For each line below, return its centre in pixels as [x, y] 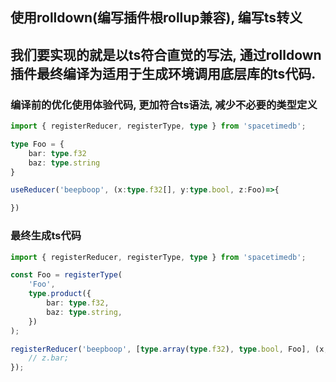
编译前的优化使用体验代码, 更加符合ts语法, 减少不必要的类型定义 [164, 105]
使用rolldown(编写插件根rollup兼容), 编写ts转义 [156, 18]
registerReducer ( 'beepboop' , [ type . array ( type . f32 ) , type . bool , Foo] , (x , [169, 349]
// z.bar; [49, 358]
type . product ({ [60, 294]
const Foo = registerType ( [66, 275]
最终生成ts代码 [46, 236]
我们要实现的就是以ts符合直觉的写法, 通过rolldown [166, 54]
